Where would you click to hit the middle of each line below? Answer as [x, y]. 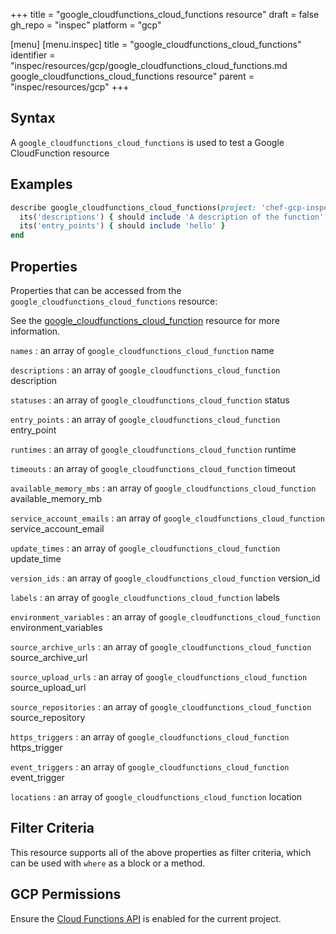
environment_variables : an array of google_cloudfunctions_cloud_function [165, 616]
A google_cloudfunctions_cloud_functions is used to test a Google [147, 142]
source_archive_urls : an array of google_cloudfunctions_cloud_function [161, 646]
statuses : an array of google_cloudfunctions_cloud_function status [150, 400]
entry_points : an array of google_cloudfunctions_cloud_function [145, 419]
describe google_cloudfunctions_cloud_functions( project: [133, 207]
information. [35, 331]
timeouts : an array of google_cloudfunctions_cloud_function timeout [153, 468]
